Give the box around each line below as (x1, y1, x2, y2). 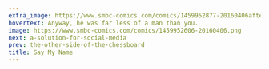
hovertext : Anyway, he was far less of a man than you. (8, 19, 199, 27)
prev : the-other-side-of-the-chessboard (8, 41, 146, 49)
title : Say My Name (8, 48, 74, 56)
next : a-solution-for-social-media (8, 33, 127, 42)
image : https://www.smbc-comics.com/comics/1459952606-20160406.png (8, 26, 242, 34)
